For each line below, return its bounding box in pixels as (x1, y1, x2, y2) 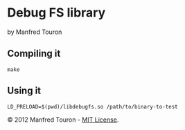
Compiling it (7, 48, 61, 59)
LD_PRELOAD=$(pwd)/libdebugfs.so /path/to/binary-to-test (7, 103, 178, 110)
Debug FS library (7, 5, 106, 21)
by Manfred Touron (7, 28, 62, 36)
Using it (7, 85, 42, 97)
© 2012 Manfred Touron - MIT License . (7, 115, 119, 124)
